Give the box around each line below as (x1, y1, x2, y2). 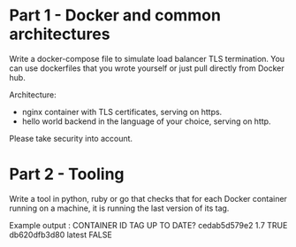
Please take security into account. (9, 133, 133, 143)
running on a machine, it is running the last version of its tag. (9, 203, 230, 213)
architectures (9, 24, 110, 44)
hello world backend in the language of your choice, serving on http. (21, 116, 271, 127)
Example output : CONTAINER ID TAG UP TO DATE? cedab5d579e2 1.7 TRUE (9, 220, 288, 230)
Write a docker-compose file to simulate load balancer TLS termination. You (9, 53, 285, 64)
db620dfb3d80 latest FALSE (9, 229, 112, 240)
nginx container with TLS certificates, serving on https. (21, 106, 223, 117)
